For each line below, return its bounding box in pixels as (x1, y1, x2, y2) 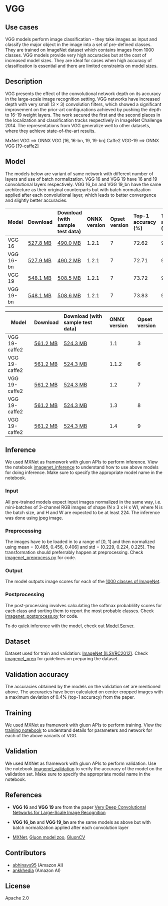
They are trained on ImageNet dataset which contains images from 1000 (5, 47, 154, 53)
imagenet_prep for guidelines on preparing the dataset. (5, 656, 119, 662)
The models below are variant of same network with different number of (5, 171, 153, 177)
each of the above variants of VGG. (5, 733, 78, 739)
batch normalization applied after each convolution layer (12, 824, 129, 830)
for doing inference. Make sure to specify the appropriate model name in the (5, 470, 162, 476)
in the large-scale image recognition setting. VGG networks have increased (5, 96, 160, 102)
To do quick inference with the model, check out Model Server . (5, 623, 135, 629)
